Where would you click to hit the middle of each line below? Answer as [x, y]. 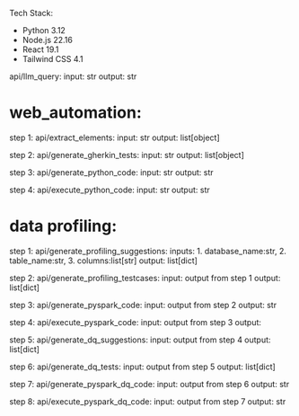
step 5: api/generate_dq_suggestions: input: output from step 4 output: [140, 340]
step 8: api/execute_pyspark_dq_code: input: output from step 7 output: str [148, 401]
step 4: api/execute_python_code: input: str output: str [110, 190]
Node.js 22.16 [48, 40]
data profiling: [63, 226]
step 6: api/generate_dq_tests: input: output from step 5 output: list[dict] [142, 367]
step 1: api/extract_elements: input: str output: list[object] [114, 137]
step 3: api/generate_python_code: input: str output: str [111, 172]
